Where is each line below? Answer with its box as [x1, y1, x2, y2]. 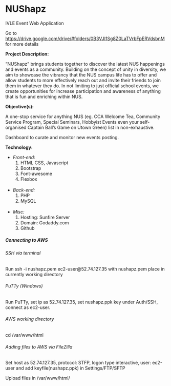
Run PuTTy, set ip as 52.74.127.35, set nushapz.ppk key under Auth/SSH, [5, 299, 158, 305]
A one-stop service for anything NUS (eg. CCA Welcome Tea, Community [5, 113, 161, 120]
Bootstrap [20, 165, 41, 171]
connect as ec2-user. [5, 304, 51, 311]
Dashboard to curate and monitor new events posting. [5, 134, 119, 140]
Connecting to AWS [5, 237, 48, 243]
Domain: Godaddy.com [20, 219, 69, 226]
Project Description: [5, 51, 49, 57]
